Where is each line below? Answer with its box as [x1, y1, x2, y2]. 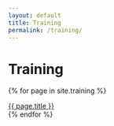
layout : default [8, 11, 61, 20]
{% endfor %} [8, 109, 53, 119]
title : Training [8, 19, 61, 27]
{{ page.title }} [8, 102, 55, 111]
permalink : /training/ [8, 26, 83, 34]
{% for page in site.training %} [8, 86, 107, 95]
